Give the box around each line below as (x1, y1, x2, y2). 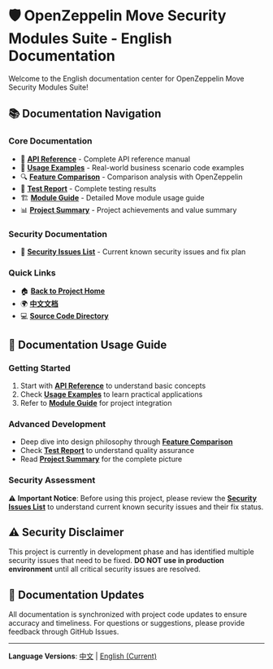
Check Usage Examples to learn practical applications (19, 389, 203, 399)
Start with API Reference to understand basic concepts (19, 381, 206, 390)
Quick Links (8, 266, 56, 278)
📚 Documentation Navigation (8, 107, 162, 121)
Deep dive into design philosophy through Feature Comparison (19, 437, 233, 447)
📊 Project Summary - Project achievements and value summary (19, 205, 237, 214)
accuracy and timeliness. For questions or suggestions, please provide (8, 618, 245, 628)
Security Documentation (8, 228, 108, 240)
